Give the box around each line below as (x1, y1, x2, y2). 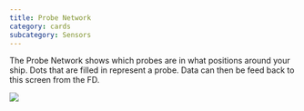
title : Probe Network (9, 13, 92, 23)
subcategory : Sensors (9, 30, 92, 39)
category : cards (9, 22, 71, 31)
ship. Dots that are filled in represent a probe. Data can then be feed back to (9, 65, 295, 76)
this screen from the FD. (9, 75, 100, 86)
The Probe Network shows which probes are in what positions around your (9, 55, 290, 66)
